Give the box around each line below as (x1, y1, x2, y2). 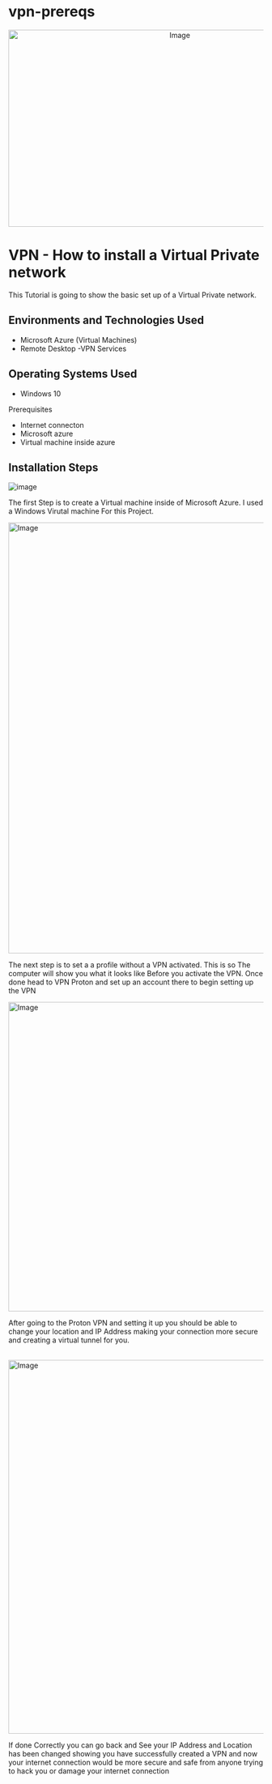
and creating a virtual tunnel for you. (8, 1335, 130, 1345)
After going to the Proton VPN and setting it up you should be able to (8, 1318, 237, 1328)
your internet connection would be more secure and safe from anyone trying (8, 1757, 264, 1768)
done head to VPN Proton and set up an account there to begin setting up (8, 977, 254, 987)
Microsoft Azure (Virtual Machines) (19, 335, 138, 344)
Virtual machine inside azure (19, 437, 116, 447)
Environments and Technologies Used (8, 314, 205, 327)
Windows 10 (19, 388, 62, 399)
